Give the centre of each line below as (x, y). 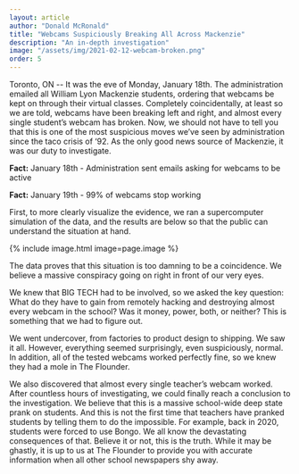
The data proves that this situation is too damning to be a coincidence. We (146, 266)
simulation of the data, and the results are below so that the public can (139, 221)
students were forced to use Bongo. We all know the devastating (128, 431)
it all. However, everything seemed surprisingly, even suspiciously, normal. (146, 348)
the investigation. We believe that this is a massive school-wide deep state (146, 403)
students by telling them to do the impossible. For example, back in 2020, (144, 422)
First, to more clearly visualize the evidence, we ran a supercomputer (137, 212)
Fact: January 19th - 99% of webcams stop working (105, 195)
